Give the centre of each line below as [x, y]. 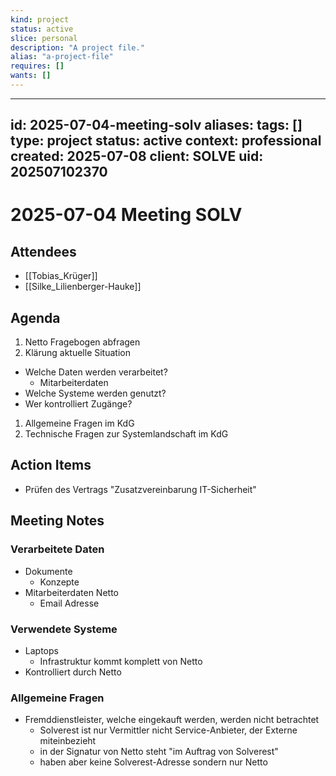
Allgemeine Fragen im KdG [79, 423]
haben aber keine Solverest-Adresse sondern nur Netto [153, 762]
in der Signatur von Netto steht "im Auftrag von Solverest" [159, 752]
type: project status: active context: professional [166, 141]
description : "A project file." [77, 47]
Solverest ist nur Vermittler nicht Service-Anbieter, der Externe [168, 730]
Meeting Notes [57, 521]
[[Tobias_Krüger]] [61, 276]
